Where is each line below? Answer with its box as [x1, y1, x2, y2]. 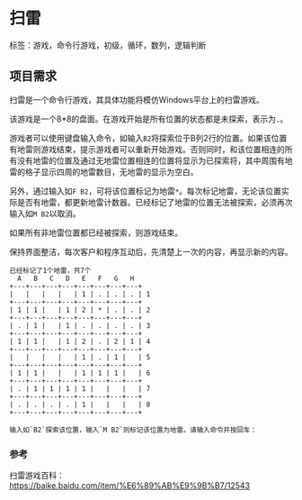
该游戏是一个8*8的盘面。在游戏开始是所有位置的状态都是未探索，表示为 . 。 [9, 114, 289, 124]
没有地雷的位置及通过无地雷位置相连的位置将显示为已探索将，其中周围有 [16, 155, 285, 166]
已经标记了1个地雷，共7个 [9, 266, 92, 275]
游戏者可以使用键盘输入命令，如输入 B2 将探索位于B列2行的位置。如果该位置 [9, 132, 288, 143]
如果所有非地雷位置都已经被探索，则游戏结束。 [9, 227, 182, 238]
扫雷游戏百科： [9, 470, 65, 481]
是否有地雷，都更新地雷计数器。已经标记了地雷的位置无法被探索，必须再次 [16, 196, 293, 207]
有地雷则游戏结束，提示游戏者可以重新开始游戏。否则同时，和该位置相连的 [9, 143, 285, 154]
